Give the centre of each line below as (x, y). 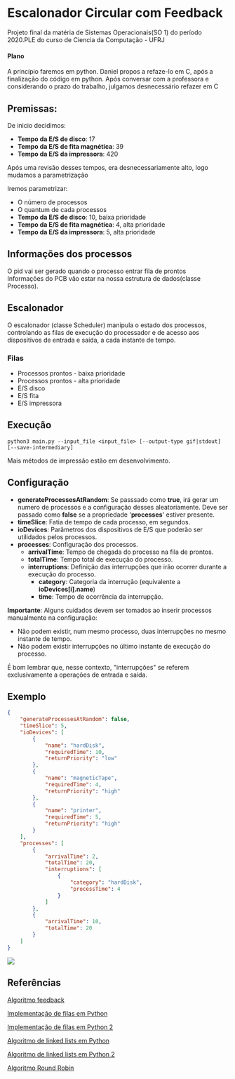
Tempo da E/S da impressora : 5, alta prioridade (86, 232)
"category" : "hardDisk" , (106, 882)
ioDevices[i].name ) (67, 589)
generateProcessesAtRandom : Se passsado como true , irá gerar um (118, 499)
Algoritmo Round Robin (41, 1068)
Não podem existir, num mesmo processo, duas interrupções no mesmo (122, 631)
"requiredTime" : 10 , (75, 752)
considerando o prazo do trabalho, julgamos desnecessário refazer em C (113, 86)
